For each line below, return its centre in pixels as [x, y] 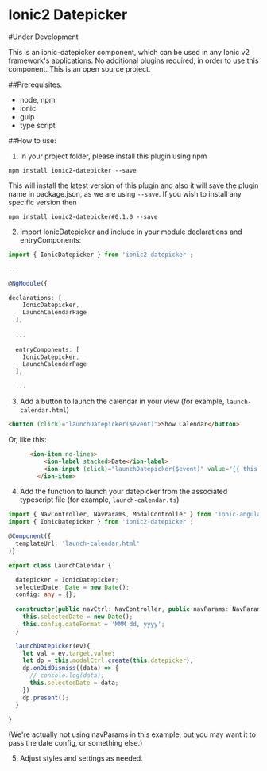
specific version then [43, 202]
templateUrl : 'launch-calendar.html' [78, 544]
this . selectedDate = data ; [74, 683]
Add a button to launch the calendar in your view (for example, [122, 401]
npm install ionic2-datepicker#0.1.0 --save [83, 216]
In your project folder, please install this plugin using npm [113, 156]
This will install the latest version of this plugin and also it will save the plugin [133, 185]
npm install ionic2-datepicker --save [72, 170]
